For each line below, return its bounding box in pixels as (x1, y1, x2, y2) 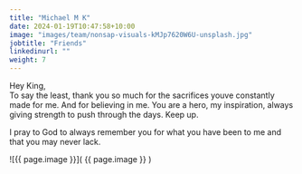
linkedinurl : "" (9, 47, 71, 56)
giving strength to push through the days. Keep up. (9, 110, 199, 120)
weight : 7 (9, 55, 47, 64)
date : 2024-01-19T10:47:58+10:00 (9, 22, 136, 31)
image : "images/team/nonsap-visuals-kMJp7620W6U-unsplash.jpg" (9, 30, 253, 39)
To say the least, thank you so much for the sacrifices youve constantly (9, 90, 276, 101)
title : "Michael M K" (9, 13, 91, 23)
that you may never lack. (9, 137, 101, 147)
